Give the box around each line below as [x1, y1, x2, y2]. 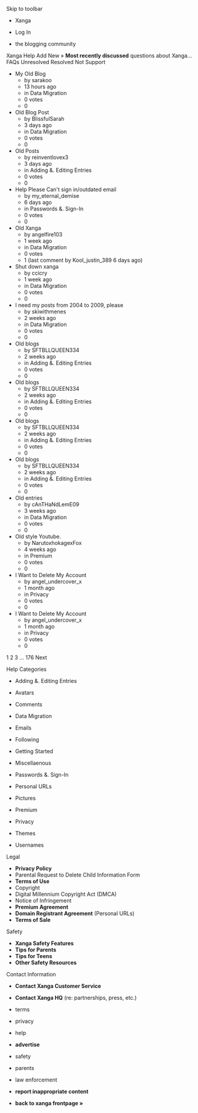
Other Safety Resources [14, 959, 77, 966]
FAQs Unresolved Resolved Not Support [6, 59, 106, 65]
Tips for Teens [14, 953, 53, 959]
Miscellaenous [14, 759, 51, 766]
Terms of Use [14, 878, 50, 885]
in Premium [24, 552, 53, 559]
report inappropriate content [14, 1088, 89, 1095]
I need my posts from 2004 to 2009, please [14, 302, 124, 308]
